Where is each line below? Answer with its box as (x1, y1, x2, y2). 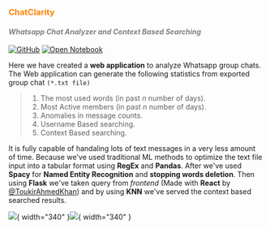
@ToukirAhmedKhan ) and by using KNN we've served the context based (8, 187, 252, 197)
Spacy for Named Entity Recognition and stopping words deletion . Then (8, 170, 255, 179)
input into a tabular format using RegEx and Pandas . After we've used (8, 161, 242, 171)
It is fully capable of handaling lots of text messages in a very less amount (8, 144, 256, 153)
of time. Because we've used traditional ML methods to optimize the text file (8, 153, 263, 162)
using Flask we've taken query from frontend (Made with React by (8, 178, 231, 188)
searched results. (8, 196, 66, 205)
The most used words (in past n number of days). (40, 93, 206, 103)
